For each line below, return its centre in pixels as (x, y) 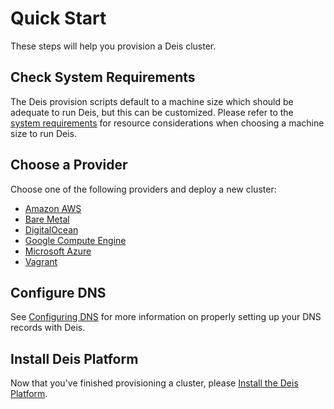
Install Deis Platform (74, 358)
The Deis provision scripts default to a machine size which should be (152, 101)
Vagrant (41, 261)
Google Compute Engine (75, 240)
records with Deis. (48, 328)
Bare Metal (47, 219)
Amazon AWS (53, 208)
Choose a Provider (69, 165)
